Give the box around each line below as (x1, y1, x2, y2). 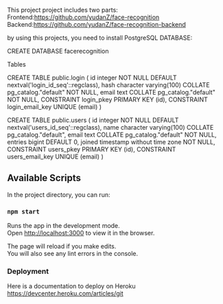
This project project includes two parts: (7, 6, 118, 14)
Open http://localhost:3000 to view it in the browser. (7, 229, 155, 237)
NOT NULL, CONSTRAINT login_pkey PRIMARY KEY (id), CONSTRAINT (7, 95, 208, 104)
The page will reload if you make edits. (7, 242, 117, 250)
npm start (7, 207, 40, 215)
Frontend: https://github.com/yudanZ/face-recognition (7, 13, 160, 21)
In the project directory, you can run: (7, 190, 110, 198)
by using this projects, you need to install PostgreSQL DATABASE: (7, 34, 193, 42)
